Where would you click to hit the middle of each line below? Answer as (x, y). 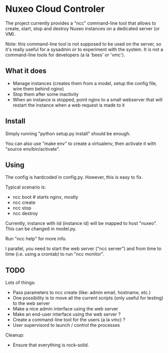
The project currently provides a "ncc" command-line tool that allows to (81, 23)
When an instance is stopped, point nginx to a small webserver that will (87, 99)
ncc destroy (25, 214)
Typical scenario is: (26, 187)
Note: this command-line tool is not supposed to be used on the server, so (83, 44)
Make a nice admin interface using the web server (65, 309)
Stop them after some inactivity (46, 94)
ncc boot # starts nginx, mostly (45, 197)
